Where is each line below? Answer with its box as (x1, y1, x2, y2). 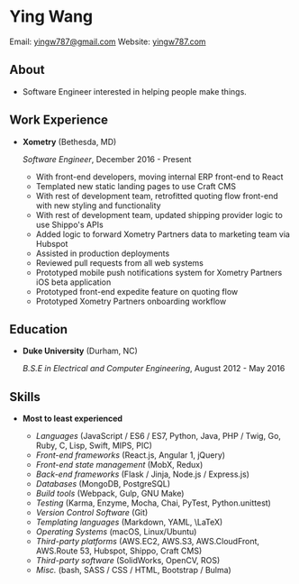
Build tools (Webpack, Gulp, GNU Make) (35, 488, 185, 499)
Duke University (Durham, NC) (22, 345, 138, 357)
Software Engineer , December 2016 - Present (22, 153, 192, 164)
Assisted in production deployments (35, 248, 170, 259)
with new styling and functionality (35, 200, 161, 211)
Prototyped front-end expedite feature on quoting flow (35, 286, 239, 297)
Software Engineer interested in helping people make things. (22, 86, 248, 96)
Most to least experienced (22, 413, 123, 424)
